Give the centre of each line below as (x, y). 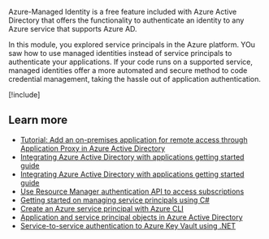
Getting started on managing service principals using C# (115, 200)
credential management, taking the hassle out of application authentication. (135, 79)
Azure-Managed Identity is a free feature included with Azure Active (123, 12)
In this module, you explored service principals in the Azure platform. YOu (132, 45)
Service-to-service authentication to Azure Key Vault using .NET (128, 225)
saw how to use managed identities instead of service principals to (120, 53)
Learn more (38, 120)
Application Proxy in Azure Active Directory (93, 148)
